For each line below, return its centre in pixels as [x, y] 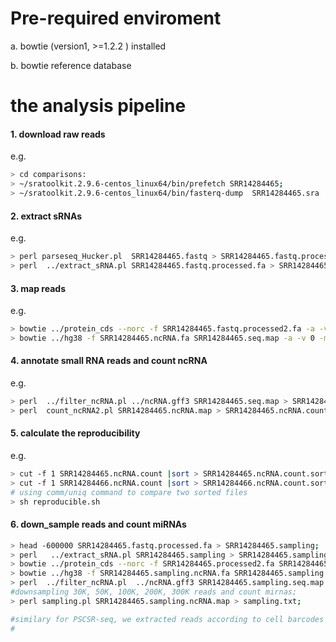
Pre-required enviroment [116, 18]
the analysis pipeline [98, 106]
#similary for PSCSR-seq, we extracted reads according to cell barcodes [167, 619]
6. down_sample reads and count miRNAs [98, 524]
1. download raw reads [58, 134]
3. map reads [38, 288]
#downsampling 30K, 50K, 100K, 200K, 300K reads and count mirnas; [154, 592]
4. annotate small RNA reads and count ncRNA [109, 361]
